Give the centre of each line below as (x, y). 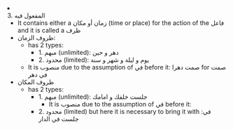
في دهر (37, 74)
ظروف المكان (36, 82)
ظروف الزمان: (36, 38)
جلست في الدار (58, 119)
